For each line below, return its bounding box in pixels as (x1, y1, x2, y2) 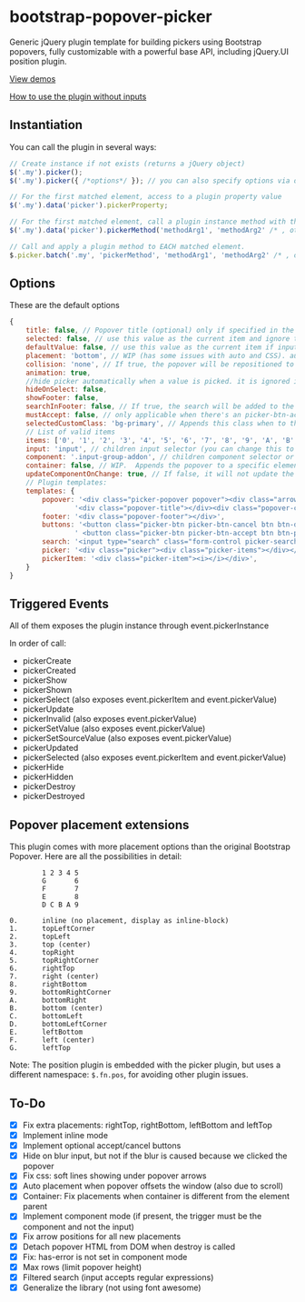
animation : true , (25, 368, 92, 377)
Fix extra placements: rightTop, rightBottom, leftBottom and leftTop (22, 1120, 272, 1130)
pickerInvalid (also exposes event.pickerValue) (22, 714, 197, 725)
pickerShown (22, 685, 73, 696)
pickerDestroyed (22, 791, 85, 802)
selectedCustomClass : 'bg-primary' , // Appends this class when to (25, 418, 286, 428)
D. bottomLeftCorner (9, 1020, 107, 1029)
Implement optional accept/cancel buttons (22, 1140, 182, 1151)
